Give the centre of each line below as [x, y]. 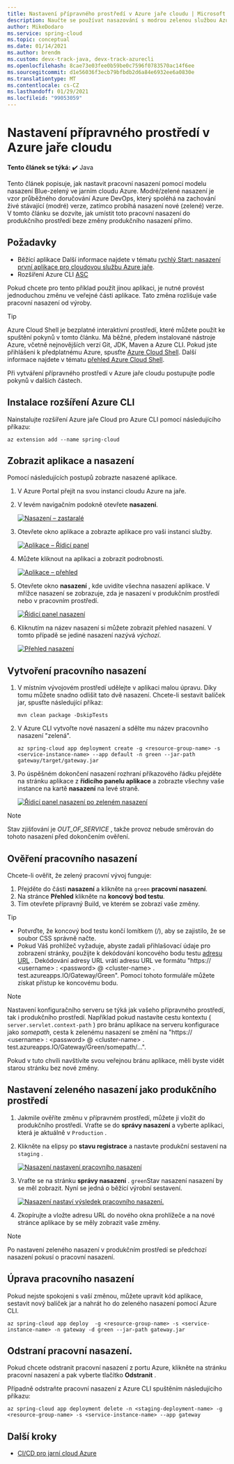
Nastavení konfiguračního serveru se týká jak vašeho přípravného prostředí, [116, 1010]
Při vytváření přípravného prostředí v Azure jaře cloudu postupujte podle [111, 373]
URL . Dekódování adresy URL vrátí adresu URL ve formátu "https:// [114, 961]
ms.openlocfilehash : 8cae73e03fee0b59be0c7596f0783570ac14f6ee [101, 66]
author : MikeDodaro [36, 27]
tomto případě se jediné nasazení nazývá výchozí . [89, 635]
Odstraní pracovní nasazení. [70, 1351]
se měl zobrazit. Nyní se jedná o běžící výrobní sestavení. [100, 1188]
